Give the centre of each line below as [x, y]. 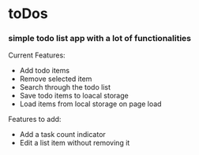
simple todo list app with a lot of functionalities [100, 39]
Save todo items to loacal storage [74, 96]
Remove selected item [56, 79]
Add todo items [44, 71]
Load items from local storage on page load [90, 104]
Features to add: [35, 120]
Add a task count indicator [63, 135]
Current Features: [37, 55]
